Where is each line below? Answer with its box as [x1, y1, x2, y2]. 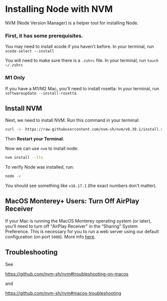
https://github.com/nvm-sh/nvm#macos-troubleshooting [5, 290, 122, 296]
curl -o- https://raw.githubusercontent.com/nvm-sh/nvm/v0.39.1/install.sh [5, 127, 166, 132]
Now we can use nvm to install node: [5, 145, 79, 152]
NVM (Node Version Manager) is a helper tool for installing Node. [5, 20, 139, 26]
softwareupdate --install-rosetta [5, 91, 77, 96]
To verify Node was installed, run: [5, 164, 74, 170]
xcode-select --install [5, 49, 55, 54]
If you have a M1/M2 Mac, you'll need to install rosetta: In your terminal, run [5, 85, 160, 91]
